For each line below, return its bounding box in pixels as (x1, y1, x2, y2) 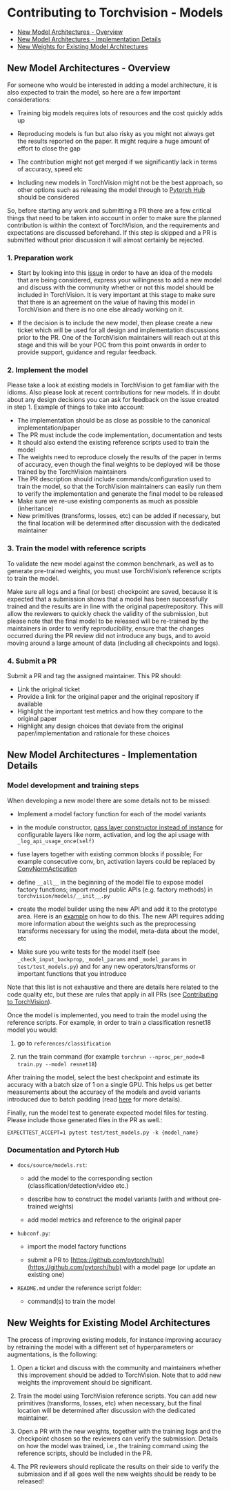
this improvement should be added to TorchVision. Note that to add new (17, 1371, 222, 1379)
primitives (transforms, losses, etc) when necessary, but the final (17, 1398, 202, 1407)
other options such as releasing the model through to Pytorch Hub (17, 185, 205, 194)
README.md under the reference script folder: (17, 1283, 142, 1292)
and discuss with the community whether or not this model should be (17, 283, 214, 291)
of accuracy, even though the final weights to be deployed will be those (17, 461, 221, 469)
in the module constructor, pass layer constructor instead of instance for (17, 823, 223, 831)
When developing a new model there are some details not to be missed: (7, 796, 211, 805)
